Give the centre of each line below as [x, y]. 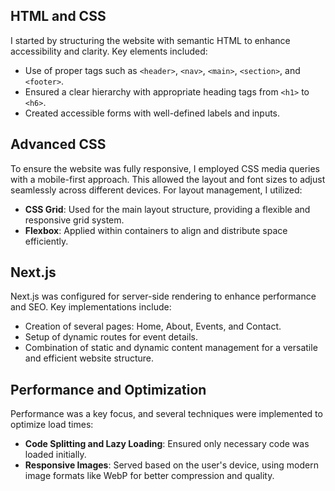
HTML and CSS [58, 16]
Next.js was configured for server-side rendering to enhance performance [163, 296]
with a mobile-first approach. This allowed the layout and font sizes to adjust [168, 179]
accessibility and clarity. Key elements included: [109, 51]
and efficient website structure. [89, 358]
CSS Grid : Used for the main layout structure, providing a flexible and [167, 209]
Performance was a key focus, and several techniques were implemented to [166, 414]
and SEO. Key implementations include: [91, 307]
